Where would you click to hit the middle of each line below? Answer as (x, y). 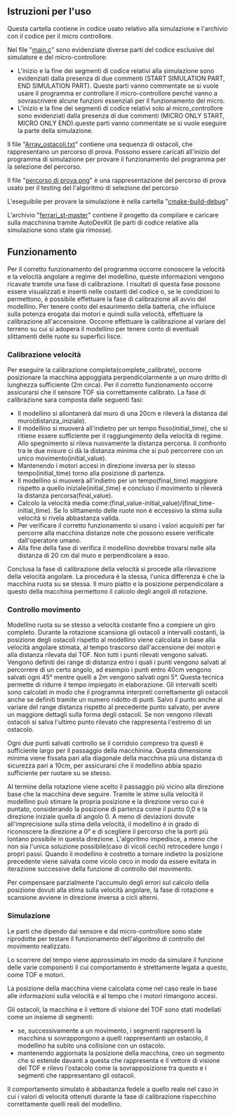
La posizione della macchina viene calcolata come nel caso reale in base (112, 988)
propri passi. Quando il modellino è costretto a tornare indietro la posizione (115, 854)
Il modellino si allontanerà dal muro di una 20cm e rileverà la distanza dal (122, 413)
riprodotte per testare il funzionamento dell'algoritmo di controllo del (106, 938)
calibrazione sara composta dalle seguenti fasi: (75, 400)
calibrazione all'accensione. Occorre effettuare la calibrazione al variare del (116, 321)
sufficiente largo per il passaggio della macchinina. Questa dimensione (109, 751)
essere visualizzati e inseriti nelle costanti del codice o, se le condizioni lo (114, 291)
